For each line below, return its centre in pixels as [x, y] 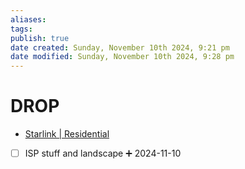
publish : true [40, 38]
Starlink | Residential [67, 134]
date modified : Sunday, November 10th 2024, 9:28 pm [122, 57]
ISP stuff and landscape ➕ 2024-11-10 [103, 153]
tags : [21, 29]
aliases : [28, 19]
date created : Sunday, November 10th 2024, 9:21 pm [120, 47]
